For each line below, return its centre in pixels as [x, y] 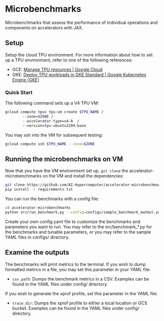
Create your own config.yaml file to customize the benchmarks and [73, 221]
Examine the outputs [37, 252]
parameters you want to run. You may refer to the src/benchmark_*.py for [79, 227]
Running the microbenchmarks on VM [64, 159]
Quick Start [19, 92]
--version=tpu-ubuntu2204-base [54, 125]
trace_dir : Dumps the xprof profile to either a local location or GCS [80, 303]
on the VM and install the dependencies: [83, 176]
